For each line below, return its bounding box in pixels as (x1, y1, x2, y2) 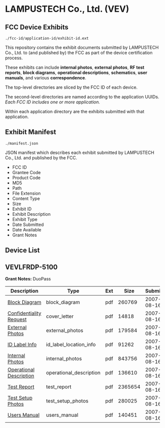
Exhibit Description (12, 211, 51, 217)
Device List (5, 246, 40, 254)
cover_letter (46, 313, 74, 320)
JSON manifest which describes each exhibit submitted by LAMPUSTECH (5, 150, 155, 155)
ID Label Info (7, 341, 37, 348)
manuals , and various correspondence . (5, 75, 86, 80)
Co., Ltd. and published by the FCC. (5, 154, 78, 160)
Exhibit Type (12, 216, 38, 222)
